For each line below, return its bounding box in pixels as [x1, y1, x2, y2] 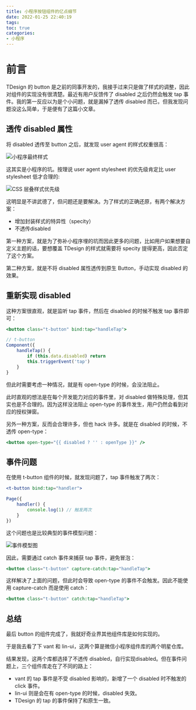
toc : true [6, 25, 30, 31]
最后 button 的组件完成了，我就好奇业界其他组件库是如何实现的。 [6, 630, 163, 637]
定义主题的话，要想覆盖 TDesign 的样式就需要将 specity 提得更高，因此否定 [6, 244, 188, 252]
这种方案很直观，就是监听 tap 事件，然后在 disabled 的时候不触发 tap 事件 [6, 307, 184, 314]
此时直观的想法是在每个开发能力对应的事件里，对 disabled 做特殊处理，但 [6, 393, 183, 400]
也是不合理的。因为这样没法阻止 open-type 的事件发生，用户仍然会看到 [11, 401, 183, 408]
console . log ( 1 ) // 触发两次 [27, 507, 92, 513]
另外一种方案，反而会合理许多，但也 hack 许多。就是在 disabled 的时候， [6, 420, 183, 428]
